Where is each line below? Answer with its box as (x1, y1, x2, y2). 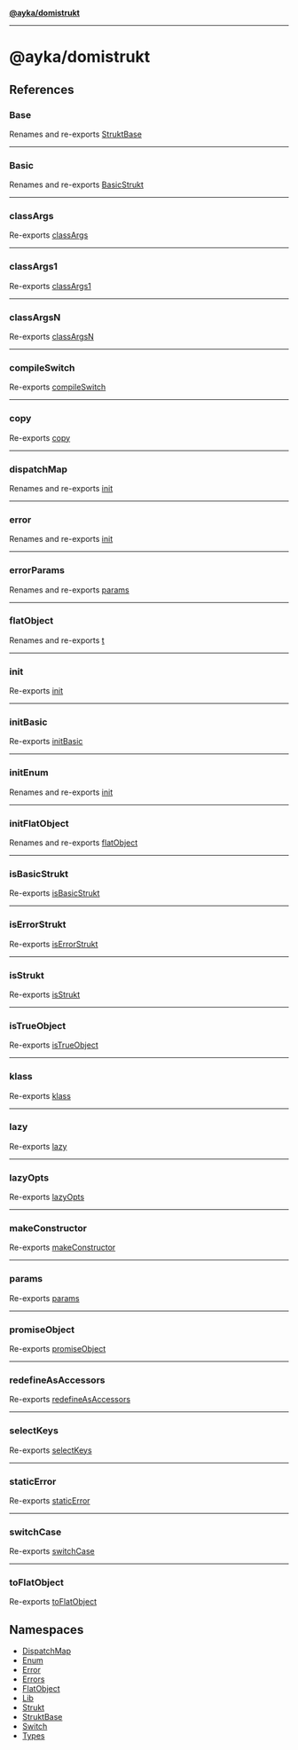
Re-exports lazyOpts (9, 1192, 85, 1203)
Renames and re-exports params (9, 585, 130, 595)
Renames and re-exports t (9, 634, 105, 646)
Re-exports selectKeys (9, 1445, 92, 1456)
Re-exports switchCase (9, 1546, 95, 1557)
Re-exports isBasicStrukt (9, 888, 100, 899)
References (9, 82, 74, 97)
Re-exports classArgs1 (9, 280, 91, 291)
